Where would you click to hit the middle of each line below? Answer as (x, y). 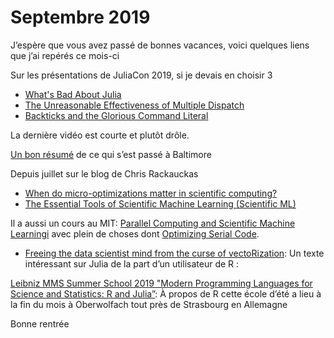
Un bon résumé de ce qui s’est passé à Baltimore (111, 154)
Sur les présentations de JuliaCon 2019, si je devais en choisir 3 (141, 75)
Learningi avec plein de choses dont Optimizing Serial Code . (135, 233)
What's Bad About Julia (73, 94)
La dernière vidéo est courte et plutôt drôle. (100, 135)
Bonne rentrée (40, 323)
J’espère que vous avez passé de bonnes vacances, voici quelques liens (160, 45)
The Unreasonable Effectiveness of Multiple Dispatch (134, 105)
